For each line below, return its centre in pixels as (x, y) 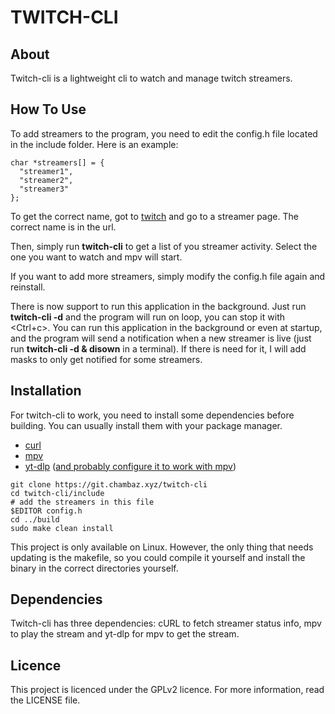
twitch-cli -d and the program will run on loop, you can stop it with (147, 317)
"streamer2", (46, 180)
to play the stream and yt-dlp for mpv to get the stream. (125, 634)
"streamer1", (46, 171)
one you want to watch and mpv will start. (96, 257)
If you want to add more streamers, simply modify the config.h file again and (168, 276)
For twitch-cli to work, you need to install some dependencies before (152, 415)
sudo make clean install (62, 528)
